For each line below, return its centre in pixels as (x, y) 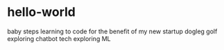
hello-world (42, 12)
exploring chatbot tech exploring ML (59, 38)
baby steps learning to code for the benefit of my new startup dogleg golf (112, 31)
